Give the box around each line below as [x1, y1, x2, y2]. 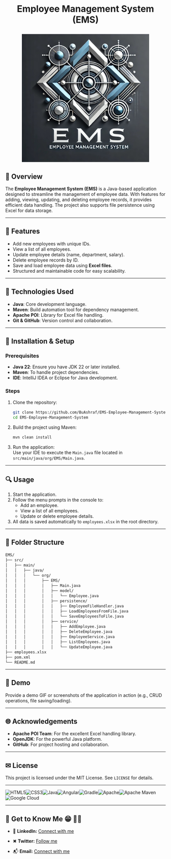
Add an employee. [20, 502, 59, 509]
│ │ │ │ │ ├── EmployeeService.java [5, 634, 115, 640]
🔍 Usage [5, 475, 35, 484]
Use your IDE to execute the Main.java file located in [12, 450, 123, 456]
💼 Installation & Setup [5, 337, 75, 346]
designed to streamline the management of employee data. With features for [5, 191, 166, 197]
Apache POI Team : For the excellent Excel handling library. [12, 731, 136, 737]
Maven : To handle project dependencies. [12, 369, 99, 376]
